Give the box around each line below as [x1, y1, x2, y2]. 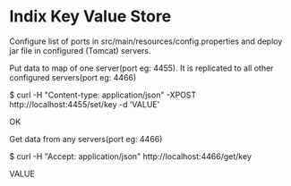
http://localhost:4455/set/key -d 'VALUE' [9, 98, 160, 109]
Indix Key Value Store [9, 6, 172, 27]
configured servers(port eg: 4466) [9, 72, 137, 82]
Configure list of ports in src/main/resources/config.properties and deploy [9, 36, 283, 46]
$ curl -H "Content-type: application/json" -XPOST [9, 89, 197, 100]
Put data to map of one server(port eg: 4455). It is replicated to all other [9, 63, 274, 73]
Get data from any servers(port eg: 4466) [9, 133, 163, 144]
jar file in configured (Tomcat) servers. [9, 45, 151, 55]
